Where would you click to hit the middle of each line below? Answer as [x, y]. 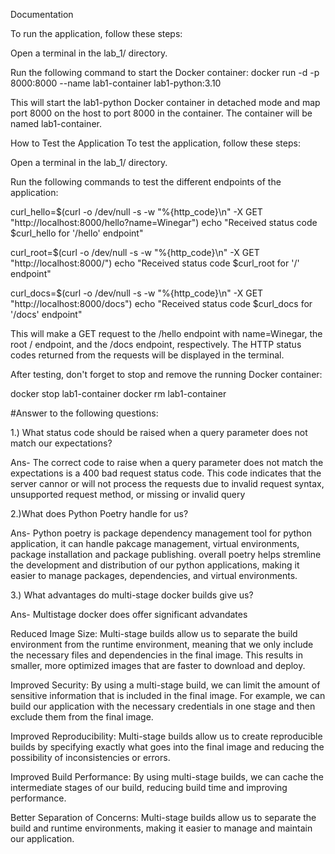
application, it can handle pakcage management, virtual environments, [155, 543]
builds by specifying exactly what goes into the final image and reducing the [167, 747]
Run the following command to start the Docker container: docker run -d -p [165, 72]
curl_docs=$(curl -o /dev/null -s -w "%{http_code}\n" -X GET [137, 293]
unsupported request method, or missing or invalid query [128, 494]
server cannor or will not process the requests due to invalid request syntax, [167, 483]
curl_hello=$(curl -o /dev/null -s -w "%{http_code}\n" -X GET [136, 212]
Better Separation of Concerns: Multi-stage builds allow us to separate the [163, 817]
